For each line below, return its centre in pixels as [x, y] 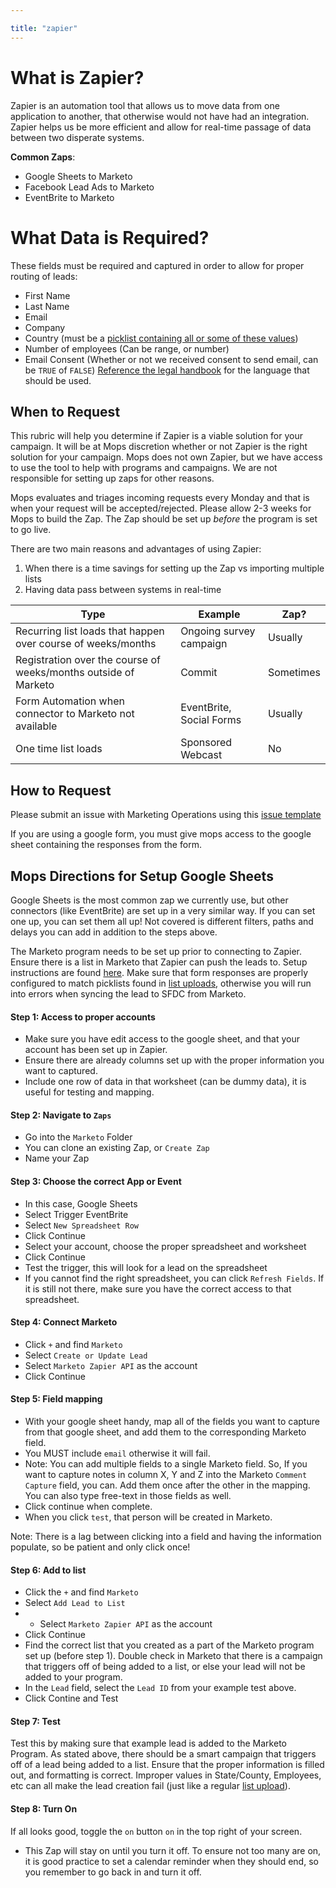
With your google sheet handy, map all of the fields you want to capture [172, 1421]
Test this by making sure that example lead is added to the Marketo [148, 1743]
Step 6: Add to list [48, 1570]
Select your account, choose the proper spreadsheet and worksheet [165, 1246]
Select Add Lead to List [75, 1603]
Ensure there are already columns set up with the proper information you [174, 1060]
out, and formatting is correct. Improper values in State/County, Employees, [166, 1775]
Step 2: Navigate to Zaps [61, 1115]
